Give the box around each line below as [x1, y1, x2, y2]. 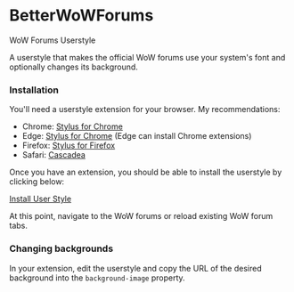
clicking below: [9, 176, 65, 187]
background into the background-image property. [9, 272, 185, 283]
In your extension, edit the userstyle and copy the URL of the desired [9, 263, 263, 273]
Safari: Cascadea [21, 150, 86, 160]
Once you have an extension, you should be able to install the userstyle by [9, 166, 282, 178]
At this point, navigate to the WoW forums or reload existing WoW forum [9, 211, 274, 222]
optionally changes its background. [9, 61, 138, 72]
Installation [9, 84, 60, 96]
